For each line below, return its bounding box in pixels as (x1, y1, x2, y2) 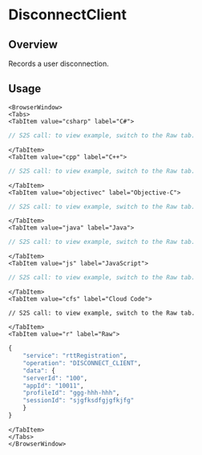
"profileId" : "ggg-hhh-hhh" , (22, 389, 120, 397)
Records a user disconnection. (8, 59, 110, 68)
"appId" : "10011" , (22, 381, 84, 390)
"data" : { (22, 367, 56, 375)
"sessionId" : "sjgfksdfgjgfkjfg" (22, 396, 135, 404)
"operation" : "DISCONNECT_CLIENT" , (22, 359, 142, 367)
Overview (8, 38, 59, 51)
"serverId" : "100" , (22, 374, 88, 382)
